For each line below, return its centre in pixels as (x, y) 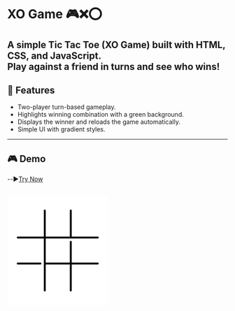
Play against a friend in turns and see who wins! (114, 67)
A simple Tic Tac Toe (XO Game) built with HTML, (116, 44)
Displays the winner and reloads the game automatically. (99, 122)
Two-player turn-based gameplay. (67, 107)
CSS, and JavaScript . (54, 56)
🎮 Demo (27, 159)
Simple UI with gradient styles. (62, 129)
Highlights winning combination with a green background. (100, 115)
